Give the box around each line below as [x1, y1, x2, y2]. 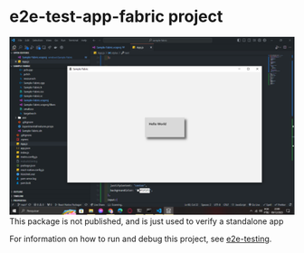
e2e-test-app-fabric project [9, 6, 223, 27]
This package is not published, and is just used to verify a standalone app [9, 215, 284, 227]
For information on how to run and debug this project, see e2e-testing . [9, 233, 272, 244]
